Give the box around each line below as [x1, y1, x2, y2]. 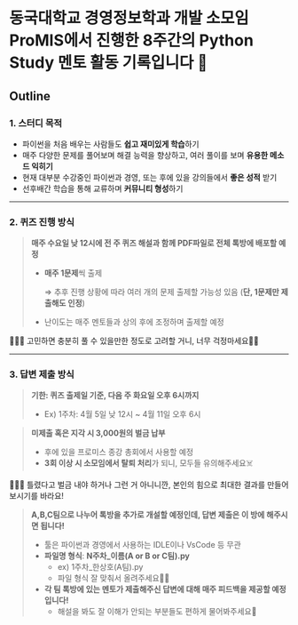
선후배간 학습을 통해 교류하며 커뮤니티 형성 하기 [21, 183, 184, 194]
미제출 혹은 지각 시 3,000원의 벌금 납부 [30, 428, 166, 438]
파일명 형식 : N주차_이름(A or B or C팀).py [43, 550, 191, 561]
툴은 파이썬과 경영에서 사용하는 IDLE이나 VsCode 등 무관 [43, 540, 241, 550]
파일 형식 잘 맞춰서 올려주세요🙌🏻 [57, 573, 170, 583]
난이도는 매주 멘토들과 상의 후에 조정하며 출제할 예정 [43, 317, 224, 327]
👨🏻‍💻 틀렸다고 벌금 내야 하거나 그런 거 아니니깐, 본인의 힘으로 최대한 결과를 [9, 479, 266, 490]
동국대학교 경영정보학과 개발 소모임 [9, 8, 250, 28]
